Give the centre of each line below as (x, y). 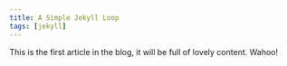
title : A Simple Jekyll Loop (64, 18)
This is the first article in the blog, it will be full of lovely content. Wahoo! (144, 52)
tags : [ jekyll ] (38, 26)
